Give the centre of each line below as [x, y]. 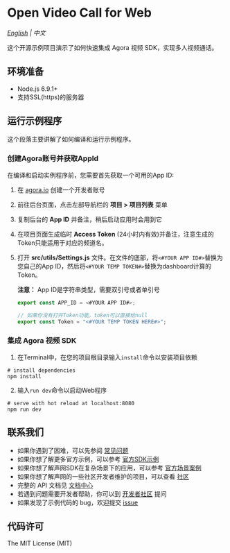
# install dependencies [42, 370]
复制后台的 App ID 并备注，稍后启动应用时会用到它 [90, 219]
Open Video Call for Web [80, 13]
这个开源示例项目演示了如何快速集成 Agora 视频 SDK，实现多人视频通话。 [113, 47]
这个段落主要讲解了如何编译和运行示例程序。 [71, 139]
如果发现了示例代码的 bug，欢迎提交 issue [78, 502]
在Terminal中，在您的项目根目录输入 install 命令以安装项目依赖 [107, 357]
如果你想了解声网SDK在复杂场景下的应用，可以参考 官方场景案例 [109, 468]
